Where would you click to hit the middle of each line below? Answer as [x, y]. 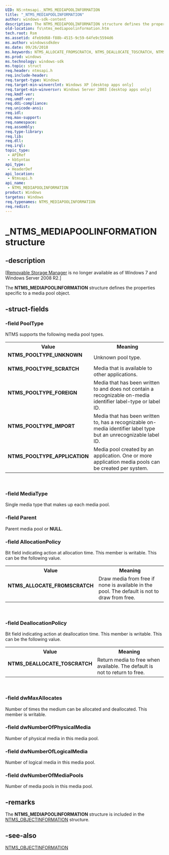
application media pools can [127, 462]
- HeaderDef [20, 169]
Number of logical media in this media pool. [50, 762]
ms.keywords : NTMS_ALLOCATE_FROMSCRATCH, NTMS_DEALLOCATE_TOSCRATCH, [80, 52]
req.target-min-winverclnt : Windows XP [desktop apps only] [70, 85]
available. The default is [125, 666]
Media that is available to [123, 368]
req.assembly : [20, 127]
